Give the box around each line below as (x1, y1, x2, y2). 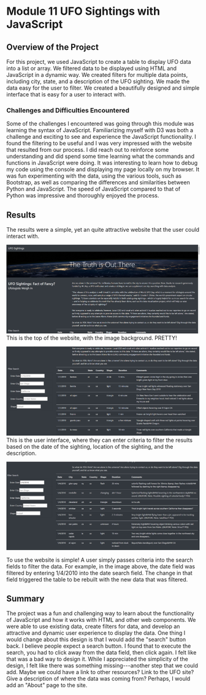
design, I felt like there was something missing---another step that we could (6, 662, 198, 669)
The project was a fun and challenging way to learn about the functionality (6, 610, 194, 617)
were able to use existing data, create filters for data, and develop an (6, 622, 180, 630)
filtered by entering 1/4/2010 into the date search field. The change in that (6, 569, 193, 576)
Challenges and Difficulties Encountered (6, 106, 130, 114)
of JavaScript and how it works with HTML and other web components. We (6, 616, 196, 624)
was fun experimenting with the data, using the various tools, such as (6, 172, 182, 179)
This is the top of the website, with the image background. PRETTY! (6, 334, 177, 342)
